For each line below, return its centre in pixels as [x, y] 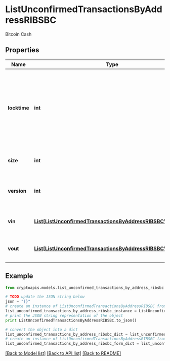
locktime [18, 107]
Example [19, 276]
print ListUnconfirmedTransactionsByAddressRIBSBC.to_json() [71, 320]
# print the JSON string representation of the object [64, 315]
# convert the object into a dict [42, 330]
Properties [22, 50]
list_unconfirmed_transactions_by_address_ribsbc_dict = [67, 334]
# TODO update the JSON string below [45, 297]
